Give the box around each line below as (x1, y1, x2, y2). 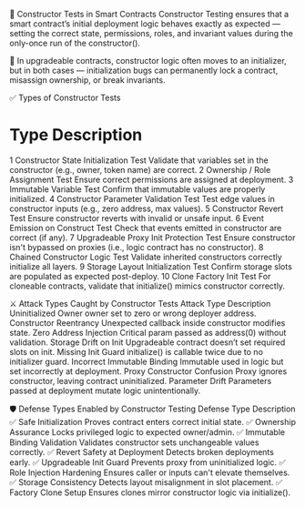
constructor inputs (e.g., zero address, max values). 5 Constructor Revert (9, 203, 284, 214)
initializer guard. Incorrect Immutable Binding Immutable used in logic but (9, 356, 284, 367)
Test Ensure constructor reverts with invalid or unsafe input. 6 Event (9, 212, 264, 223)
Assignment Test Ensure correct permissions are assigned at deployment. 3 (9, 174, 294, 185)
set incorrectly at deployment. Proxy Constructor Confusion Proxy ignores (9, 365, 288, 377)
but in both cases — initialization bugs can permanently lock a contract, (9, 65, 279, 76)
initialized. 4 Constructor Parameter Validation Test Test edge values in (9, 193, 276, 204)
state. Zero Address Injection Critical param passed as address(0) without (9, 327, 287, 338)
